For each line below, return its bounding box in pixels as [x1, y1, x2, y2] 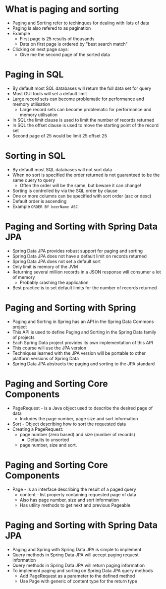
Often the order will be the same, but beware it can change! [19, 182, 141, 188]
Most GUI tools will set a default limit [12, 90, 87, 96]
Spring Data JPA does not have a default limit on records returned [12, 253, 147, 259]
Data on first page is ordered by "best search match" [19, 41, 128, 47]
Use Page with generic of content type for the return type [19, 578, 138, 584]
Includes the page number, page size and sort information [19, 415, 138, 421]
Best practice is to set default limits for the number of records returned [12, 284, 157, 291]
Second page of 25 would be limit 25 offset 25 [12, 132, 108, 138]
